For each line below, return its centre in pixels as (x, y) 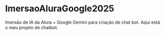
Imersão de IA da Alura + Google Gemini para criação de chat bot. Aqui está (82, 22)
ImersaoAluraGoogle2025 (60, 9)
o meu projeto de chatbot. (32, 27)
